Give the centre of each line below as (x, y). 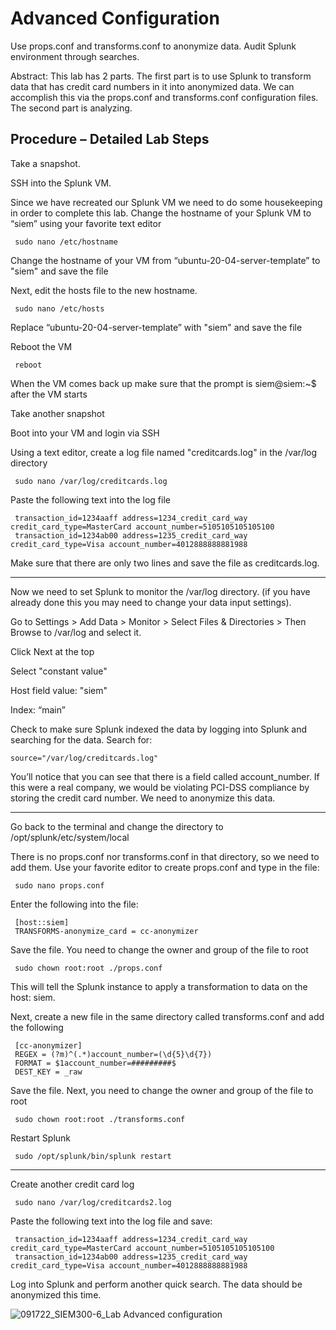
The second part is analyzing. (71, 108)
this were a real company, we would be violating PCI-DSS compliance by (160, 787)
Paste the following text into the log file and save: (111, 1221)
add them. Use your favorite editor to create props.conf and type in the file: (165, 867)
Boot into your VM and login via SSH (85, 433)
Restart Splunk (41, 1138)
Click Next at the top (52, 651)
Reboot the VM (41, 346)
